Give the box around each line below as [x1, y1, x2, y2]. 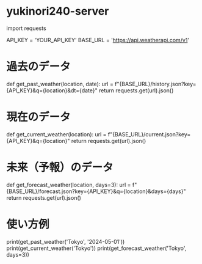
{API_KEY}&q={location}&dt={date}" [6, 87, 98, 94]
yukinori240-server [6, 4, 109, 18]
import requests [6, 24, 47, 32]
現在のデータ [6, 110, 71, 124]
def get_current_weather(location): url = [6, 130, 107, 138]
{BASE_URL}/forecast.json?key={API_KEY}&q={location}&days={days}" [6, 188, 186, 195]
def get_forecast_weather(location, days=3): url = [6, 181, 131, 188]
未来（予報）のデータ [6, 161, 114, 174]
